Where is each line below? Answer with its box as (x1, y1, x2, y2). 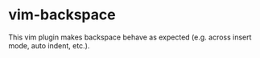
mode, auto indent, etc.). (8, 40, 90, 50)
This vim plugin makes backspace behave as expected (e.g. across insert (8, 32, 252, 42)
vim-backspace (8, 6, 116, 24)
